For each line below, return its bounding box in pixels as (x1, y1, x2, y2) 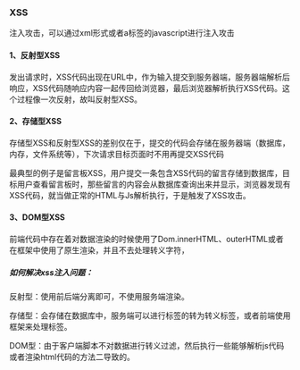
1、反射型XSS (9, 49, 61, 60)
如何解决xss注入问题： (9, 266, 94, 278)
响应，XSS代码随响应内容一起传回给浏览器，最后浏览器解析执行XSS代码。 (9, 82, 283, 93)
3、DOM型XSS (9, 212, 65, 223)
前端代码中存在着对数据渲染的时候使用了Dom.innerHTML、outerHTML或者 (9, 233, 284, 244)
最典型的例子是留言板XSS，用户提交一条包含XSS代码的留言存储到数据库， (9, 167, 283, 178)
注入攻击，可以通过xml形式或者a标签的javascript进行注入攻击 (9, 28, 235, 38)
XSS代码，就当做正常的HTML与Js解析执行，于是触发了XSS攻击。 (9, 189, 252, 200)
